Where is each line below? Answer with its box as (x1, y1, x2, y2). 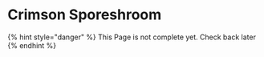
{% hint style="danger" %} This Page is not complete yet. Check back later (7, 32, 256, 42)
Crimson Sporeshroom (7, 6, 162, 24)
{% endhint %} (7, 40, 57, 50)
